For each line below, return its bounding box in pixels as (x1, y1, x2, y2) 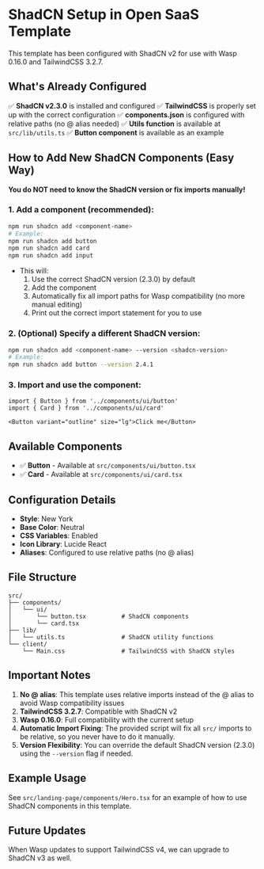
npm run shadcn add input (8, 252, 93, 260)
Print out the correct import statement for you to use (31, 308, 202, 318)
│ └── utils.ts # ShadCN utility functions (8, 633, 214, 641)
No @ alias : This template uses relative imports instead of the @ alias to (19, 689, 255, 699)
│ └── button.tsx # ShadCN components (8, 612, 190, 620)
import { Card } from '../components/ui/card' (8, 404, 164, 413)
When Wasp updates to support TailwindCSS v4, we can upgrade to (8, 845, 229, 855)
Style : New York (19, 514, 74, 524)
